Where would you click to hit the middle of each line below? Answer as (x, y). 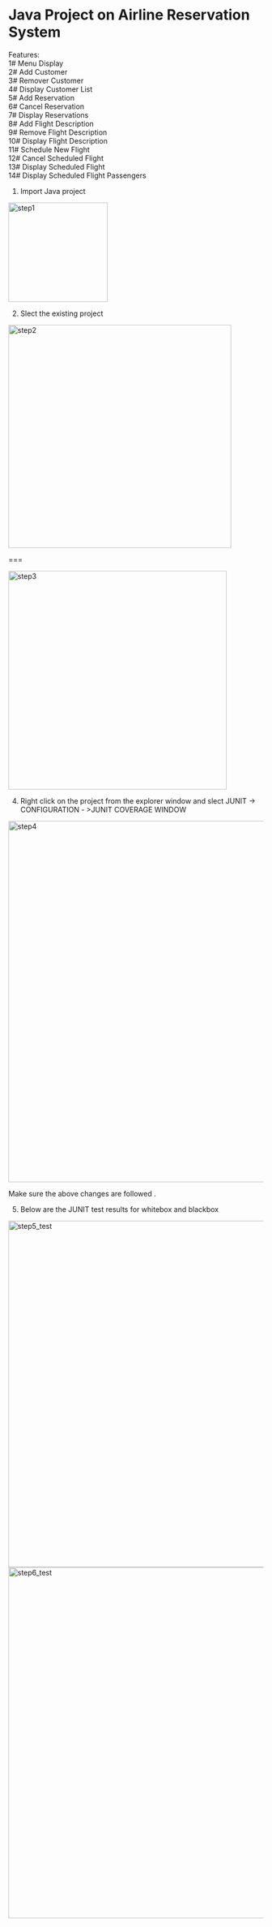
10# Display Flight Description (58, 140)
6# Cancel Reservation (47, 106)
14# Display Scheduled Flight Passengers (78, 175)
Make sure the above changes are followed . (82, 1193)
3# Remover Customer (46, 80)
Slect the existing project (62, 313)
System (35, 32)
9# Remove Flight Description (58, 132)
